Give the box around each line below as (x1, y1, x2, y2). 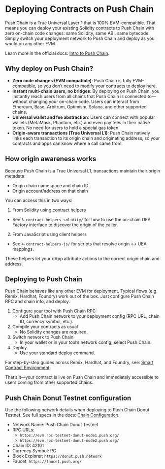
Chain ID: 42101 (12, 442, 44, 449)
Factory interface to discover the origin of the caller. (12, 222, 118, 228)
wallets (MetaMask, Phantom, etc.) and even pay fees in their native (12, 119, 150, 125)
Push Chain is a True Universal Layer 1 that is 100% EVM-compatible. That (5, 20, 156, 26)
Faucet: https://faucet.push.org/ (12, 458, 82, 464)
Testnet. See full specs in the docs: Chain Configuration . (5, 412, 120, 418)
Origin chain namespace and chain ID (12, 182, 89, 188)
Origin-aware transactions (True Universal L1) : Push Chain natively (12, 130, 150, 136)
